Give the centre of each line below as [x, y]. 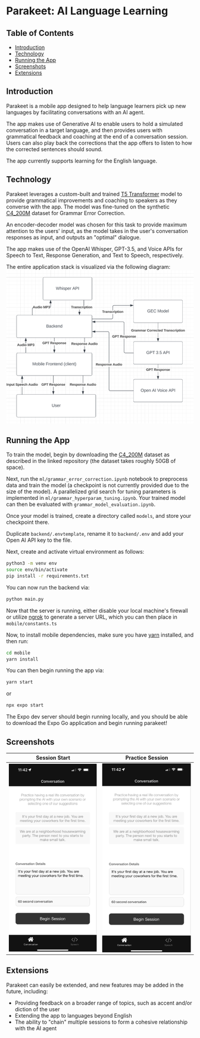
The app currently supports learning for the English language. [82, 161]
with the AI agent [36, 1028]
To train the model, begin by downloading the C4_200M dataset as [88, 454]
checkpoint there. [28, 522]
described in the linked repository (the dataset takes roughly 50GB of [91, 461]
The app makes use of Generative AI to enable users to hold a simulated [95, 124]
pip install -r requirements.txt [48, 576]
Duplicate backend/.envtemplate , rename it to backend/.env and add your [95, 534]
